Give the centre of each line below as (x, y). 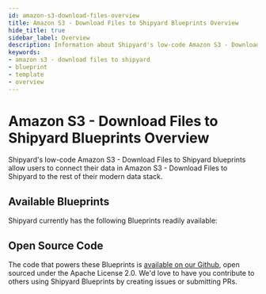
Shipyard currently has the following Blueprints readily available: (113, 221)
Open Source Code (56, 245)
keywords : (25, 52)
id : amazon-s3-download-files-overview (74, 15)
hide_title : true (37, 30)
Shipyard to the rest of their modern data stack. (85, 177)
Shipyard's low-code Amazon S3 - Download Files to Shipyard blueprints (127, 160)
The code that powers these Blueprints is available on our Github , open (124, 265)
